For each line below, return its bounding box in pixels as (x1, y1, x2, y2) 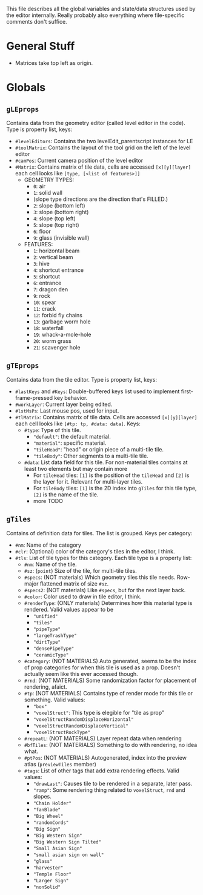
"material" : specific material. (33, 439, 107, 447)
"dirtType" (33, 639, 61, 645)
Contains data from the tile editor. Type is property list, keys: (6, 376, 158, 383)
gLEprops (6, 104, 39, 113)
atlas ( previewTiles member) (24, 760, 97, 768)
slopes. (33, 792, 52, 800)
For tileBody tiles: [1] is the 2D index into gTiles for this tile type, (33, 484, 197, 491)
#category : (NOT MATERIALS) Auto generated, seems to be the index (24, 657, 197, 664)
